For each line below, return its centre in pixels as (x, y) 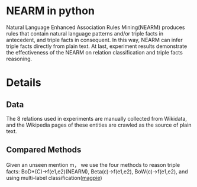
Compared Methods (44, 150)
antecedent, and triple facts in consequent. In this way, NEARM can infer (94, 40)
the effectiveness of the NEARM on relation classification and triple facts (95, 52)
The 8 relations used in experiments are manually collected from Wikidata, (97, 118)
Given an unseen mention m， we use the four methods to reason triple (93, 165)
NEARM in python (50, 11)
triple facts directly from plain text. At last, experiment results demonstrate (97, 46)
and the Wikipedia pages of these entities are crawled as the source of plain (99, 125)
